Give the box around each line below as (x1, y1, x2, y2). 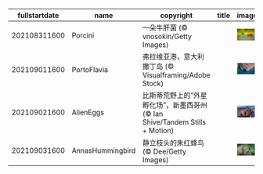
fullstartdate (17, 10, 59, 20)
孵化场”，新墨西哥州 (142, 100, 207, 110)
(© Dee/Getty (142, 147, 186, 156)
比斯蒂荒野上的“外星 (142, 91, 207, 100)
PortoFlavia (71, 64, 108, 74)
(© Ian (142, 109, 164, 118)
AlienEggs (71, 107, 104, 118)
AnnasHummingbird (71, 146, 136, 155)
